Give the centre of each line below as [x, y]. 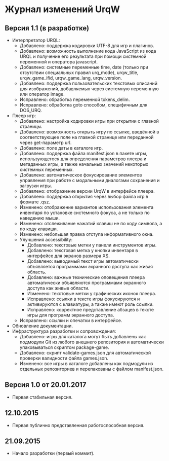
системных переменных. [47, 169]
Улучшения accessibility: [46, 240]
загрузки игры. [36, 186]
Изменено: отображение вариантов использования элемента [87, 207]
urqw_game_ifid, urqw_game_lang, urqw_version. [71, 78]
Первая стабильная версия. [42, 397]
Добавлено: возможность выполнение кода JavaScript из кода [88, 51]
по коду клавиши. [39, 229]
